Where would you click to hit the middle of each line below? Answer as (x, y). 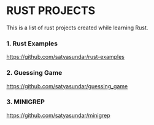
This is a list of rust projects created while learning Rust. (77, 28)
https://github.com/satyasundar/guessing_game (67, 86)
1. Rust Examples (32, 44)
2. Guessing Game (34, 73)
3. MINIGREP (25, 102)
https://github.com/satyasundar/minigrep (58, 115)
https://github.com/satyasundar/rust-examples (65, 57)
